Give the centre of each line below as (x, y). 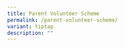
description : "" (30, 33)
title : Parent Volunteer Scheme (53, 13)
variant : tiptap (30, 26)
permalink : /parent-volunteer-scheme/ (62, 20)
